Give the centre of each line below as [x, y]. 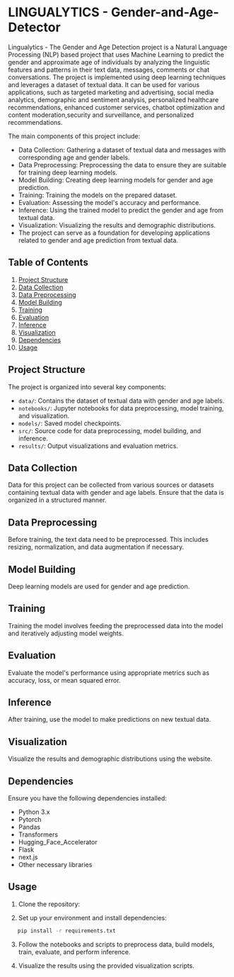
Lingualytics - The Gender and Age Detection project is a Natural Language [118, 47]
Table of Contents [48, 263]
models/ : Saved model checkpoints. [70, 423]
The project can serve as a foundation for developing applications [114, 233]
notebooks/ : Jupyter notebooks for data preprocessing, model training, [121, 408]
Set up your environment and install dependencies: [92, 917]
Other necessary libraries [55, 865]
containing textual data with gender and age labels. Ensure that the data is [116, 493]
